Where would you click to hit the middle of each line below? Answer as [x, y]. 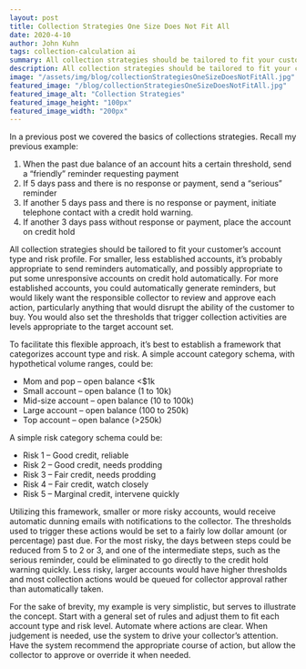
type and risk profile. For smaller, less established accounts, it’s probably [146, 259]
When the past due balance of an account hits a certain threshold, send [157, 164]
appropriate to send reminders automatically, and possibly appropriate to [146, 269]
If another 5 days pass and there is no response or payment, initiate [149, 203]
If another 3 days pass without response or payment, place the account [157, 222]
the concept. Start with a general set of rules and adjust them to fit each [144, 616]
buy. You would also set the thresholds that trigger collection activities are [148, 317]
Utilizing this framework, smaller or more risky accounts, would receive [143, 512]
